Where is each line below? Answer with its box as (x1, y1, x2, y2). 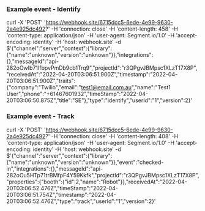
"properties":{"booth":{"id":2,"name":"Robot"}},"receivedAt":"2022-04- (6, 178, 188, 185)
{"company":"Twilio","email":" (6, 84, 81, 91)
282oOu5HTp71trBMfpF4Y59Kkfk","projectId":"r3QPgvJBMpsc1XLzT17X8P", (6, 171, 199, 179)
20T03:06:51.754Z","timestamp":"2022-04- (6, 191, 116, 198)
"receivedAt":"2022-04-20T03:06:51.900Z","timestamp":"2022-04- (6, 71, 178, 78)
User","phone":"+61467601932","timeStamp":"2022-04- (6, 91, 149, 98)
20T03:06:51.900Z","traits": (6, 77, 76, 84)
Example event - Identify (6, 5, 81, 13)
